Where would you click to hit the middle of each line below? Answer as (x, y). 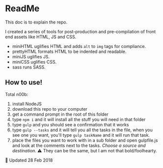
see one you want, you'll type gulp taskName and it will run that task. (81, 135)
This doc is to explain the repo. (36, 22)
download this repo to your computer (50, 109)
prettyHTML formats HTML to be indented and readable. (69, 51)
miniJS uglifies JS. (31, 56)
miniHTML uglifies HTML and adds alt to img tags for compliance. (79, 46)
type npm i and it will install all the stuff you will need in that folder (79, 119)
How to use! (24, 83)
